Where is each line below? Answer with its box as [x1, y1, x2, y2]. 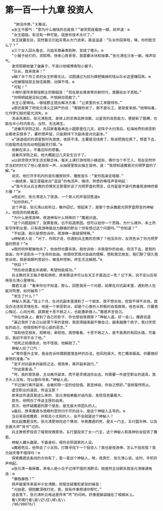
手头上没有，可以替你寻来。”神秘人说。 [5, 377, 71, 382]
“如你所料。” [11, 200, 33, 205]
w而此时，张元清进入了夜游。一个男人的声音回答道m [11, 194, 100, 199]
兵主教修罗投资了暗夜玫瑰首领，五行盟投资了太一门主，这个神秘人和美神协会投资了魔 [11, 429, 158, 434]
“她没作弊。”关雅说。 [14, 22, 50, 27]
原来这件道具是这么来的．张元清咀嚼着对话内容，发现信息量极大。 [11, 393, 125, 398]
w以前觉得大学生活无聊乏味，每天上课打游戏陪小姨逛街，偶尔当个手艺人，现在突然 [11, 158, 153, 163]
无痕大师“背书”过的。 [5, 424, 43, 429]
